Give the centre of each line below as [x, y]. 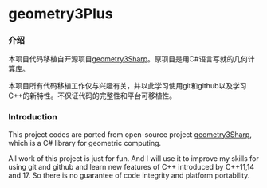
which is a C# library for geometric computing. [85, 143]
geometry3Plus [61, 14]
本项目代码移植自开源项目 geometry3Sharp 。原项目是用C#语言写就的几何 [128, 59]
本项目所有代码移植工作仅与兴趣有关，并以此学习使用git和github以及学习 [128, 86]
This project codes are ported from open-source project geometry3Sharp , [130, 134]
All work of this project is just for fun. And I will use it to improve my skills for [133, 158]
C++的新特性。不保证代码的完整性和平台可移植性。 [92, 96]
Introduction [33, 117]
